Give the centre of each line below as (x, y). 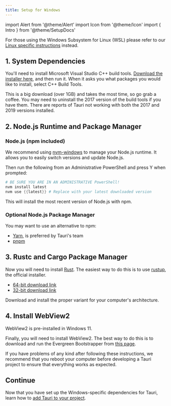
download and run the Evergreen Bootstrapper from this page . (71, 344)
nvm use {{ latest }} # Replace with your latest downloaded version (79, 192)
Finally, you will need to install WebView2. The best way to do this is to (79, 338)
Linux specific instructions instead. (42, 45)
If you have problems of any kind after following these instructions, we (79, 353)
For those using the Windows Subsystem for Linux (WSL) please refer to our (86, 40)
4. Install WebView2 (38, 316)
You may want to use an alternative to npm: (51, 226)
